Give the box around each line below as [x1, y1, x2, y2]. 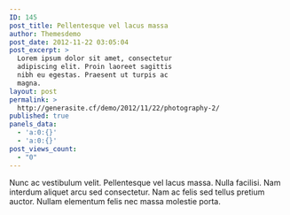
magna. [17, 79, 42, 88]
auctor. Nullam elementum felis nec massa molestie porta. [9, 196, 222, 206]
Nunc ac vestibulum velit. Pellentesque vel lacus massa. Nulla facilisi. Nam [9, 177, 281, 188]
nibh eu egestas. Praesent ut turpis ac [17, 71, 169, 80]
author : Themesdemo [9, 29, 82, 38]
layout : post [9, 87, 58, 96]
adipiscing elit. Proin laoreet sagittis [17, 63, 173, 72]
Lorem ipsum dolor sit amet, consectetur [17, 54, 173, 63]
